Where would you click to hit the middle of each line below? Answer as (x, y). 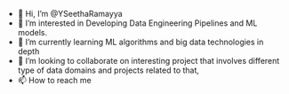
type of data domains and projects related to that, (108, 70)
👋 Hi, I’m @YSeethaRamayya (70, 14)
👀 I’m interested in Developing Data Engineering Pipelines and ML (137, 23)
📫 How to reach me (54, 80)
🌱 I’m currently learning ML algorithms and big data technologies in (140, 42)
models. (32, 32)
